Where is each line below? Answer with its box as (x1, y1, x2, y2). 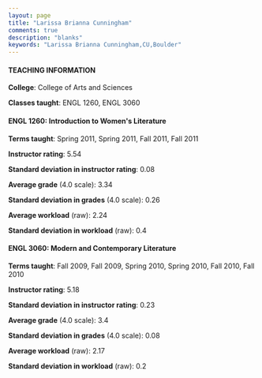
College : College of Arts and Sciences (8, 83, 133, 92)
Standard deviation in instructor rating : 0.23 (8, 300, 155, 309)
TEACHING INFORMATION (8, 65, 96, 75)
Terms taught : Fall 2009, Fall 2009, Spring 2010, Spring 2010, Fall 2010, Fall (8, 261, 255, 271)
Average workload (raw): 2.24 (8, 210, 108, 219)
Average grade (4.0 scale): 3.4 (8, 315, 109, 324)
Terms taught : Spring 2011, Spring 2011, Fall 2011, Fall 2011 (8, 133, 199, 143)
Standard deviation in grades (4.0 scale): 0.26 (8, 195, 160, 204)
